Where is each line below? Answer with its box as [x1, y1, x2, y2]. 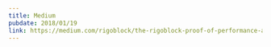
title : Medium [8, 11, 56, 20]
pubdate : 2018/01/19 [8, 19, 78, 27]
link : [8, 26, 27, 34]
